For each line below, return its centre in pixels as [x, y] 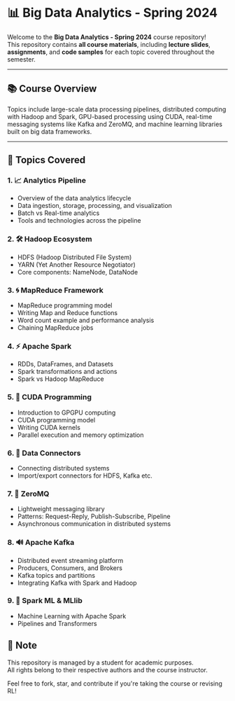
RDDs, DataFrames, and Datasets [65, 364]
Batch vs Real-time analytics [58, 213]
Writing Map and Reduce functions [67, 313]
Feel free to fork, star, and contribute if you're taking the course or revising [115, 683]
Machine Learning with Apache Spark [72, 616]
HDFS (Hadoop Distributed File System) [74, 257]
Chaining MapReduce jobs [55, 328]
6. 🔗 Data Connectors [44, 453]
